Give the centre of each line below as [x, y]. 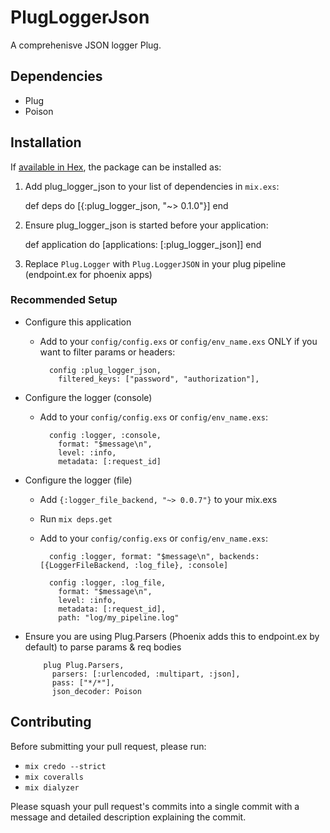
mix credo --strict [65, 766]
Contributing [51, 722]
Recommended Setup [64, 300]
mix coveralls [54, 777]
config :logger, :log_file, [107, 582]
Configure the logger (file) [78, 480]
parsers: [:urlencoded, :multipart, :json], [146, 674]
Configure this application [78, 322]
